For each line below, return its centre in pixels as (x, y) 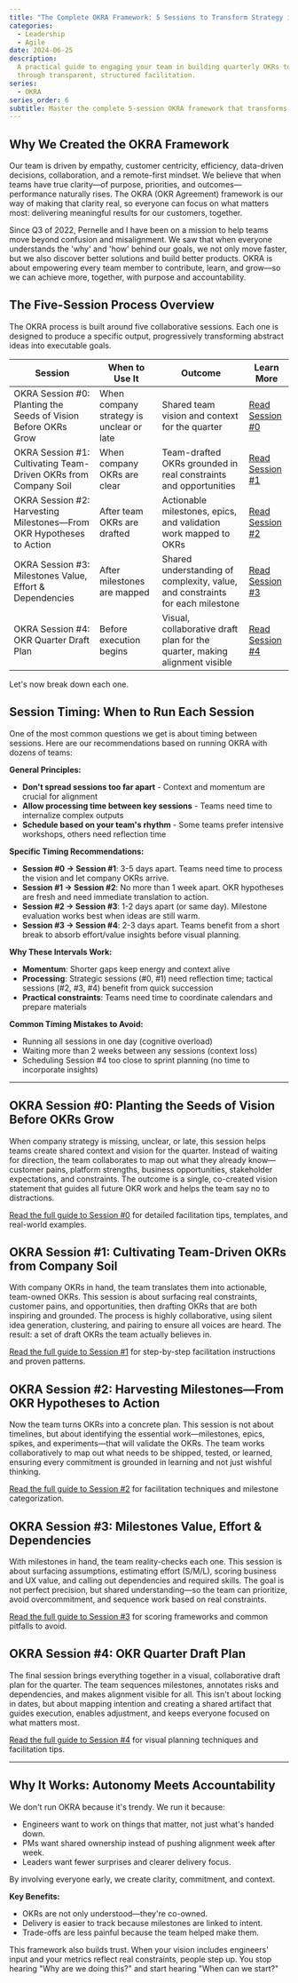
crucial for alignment (60, 796)
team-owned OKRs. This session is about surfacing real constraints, (133, 1297)
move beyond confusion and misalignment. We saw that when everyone (141, 240)
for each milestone (201, 603)
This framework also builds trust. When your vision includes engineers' (139, 1949)
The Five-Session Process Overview (112, 305)
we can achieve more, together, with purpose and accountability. (128, 277)
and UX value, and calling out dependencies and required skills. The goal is (147, 1580)
